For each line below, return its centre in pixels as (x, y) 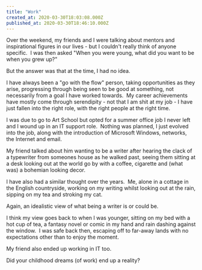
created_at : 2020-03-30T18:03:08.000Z (55, 17)
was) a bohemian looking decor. (46, 170)
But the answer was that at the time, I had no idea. (68, 71)
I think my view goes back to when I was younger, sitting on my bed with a (98, 218)
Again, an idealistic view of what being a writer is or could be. (82, 206)
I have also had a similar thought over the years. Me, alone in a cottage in (97, 182)
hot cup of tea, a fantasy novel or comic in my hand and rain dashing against (101, 224)
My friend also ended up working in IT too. (59, 249)
